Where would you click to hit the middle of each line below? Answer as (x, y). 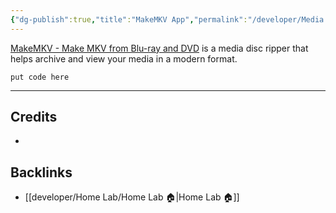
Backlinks (41, 172)
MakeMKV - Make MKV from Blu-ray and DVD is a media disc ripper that (159, 48)
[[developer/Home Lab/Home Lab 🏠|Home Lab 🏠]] (132, 197)
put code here (40, 77)
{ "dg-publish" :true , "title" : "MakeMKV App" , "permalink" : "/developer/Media (167, 19)
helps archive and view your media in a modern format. (124, 58)
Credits (34, 117)
